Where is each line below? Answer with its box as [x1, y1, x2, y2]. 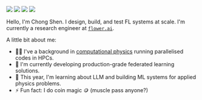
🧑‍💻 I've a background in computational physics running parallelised [15, 48, 184, 55]
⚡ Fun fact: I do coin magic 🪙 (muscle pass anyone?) [15, 87, 149, 93]
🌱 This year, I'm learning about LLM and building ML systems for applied [15, 73, 197, 81]
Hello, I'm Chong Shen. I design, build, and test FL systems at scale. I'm [6, 18, 186, 25]
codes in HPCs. [15, 54, 54, 61]
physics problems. [15, 80, 62, 87]
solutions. [15, 67, 40, 74]
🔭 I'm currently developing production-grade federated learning [15, 61, 175, 67]
